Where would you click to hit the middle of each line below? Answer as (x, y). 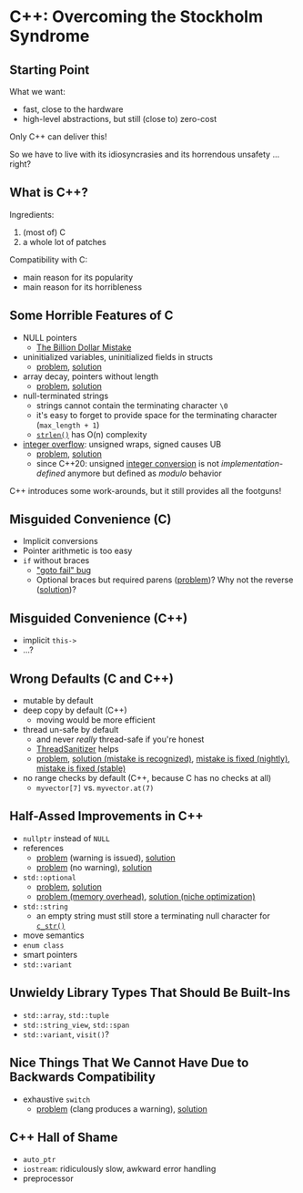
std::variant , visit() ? (66, 1034)
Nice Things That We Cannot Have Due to (129, 1063)
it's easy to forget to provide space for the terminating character (157, 415)
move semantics (53, 935)
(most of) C (44, 232)
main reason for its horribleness (82, 287)
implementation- (252, 463)
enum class (43, 945)
